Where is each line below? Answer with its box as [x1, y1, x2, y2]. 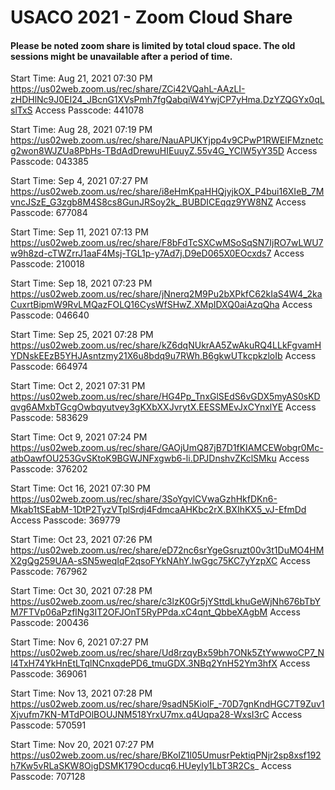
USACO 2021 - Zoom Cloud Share [10, 6, 293, 29]
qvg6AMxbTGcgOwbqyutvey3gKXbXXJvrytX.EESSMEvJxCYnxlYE [10, 401, 284, 413]
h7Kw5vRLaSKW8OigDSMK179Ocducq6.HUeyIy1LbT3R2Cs [10, 760, 255, 772]
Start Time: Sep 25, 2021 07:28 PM [10, 329, 154, 341]
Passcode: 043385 [10, 156, 89, 168]
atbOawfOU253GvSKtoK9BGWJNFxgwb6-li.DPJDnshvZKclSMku [10, 452, 277, 465]
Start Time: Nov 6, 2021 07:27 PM [10, 636, 149, 648]
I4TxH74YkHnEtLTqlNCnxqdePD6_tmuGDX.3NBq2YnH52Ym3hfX [10, 657, 278, 670]
